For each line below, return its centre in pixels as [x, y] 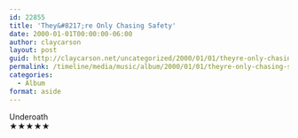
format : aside [35, 91]
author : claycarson [45, 42]
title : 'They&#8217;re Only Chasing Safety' [93, 26]
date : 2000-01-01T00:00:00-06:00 [71, 34]
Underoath [29, 117]
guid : [19, 58]
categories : [31, 75]
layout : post [33, 50]
